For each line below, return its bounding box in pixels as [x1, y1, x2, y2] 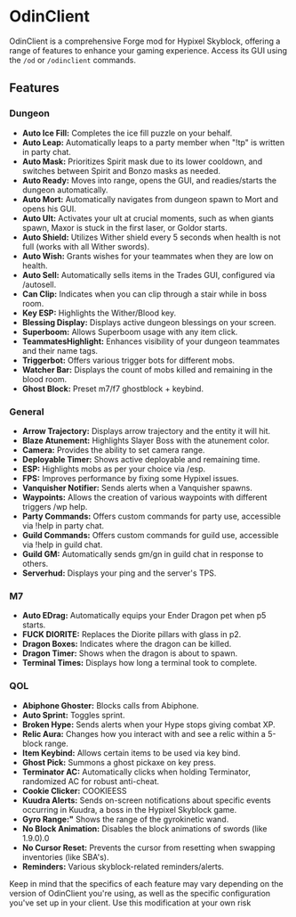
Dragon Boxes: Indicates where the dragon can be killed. [21, 639, 232, 650]
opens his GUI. [21, 203, 77, 214]
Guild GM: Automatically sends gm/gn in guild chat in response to [21, 548, 264, 559]
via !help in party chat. [21, 520, 105, 531]
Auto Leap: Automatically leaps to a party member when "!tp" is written [21, 136, 285, 148]
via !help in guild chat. [21, 539, 103, 550]
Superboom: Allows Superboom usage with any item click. [21, 326, 238, 337]
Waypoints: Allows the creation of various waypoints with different [21, 492, 268, 503]
